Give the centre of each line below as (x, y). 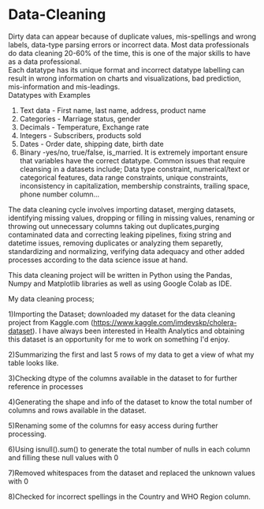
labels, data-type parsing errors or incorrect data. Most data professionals (129, 44)
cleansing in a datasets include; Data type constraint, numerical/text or (134, 169)
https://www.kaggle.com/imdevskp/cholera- (165, 322)
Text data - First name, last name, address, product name (113, 110)
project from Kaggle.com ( (51, 322)
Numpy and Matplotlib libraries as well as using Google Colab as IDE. (120, 283)
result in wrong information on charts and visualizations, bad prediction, (125, 78)
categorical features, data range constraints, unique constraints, (124, 177)
